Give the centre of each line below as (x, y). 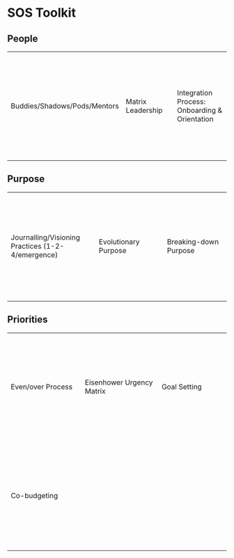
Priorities (28, 319)
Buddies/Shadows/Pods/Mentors (65, 106)
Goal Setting (181, 387)
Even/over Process (42, 387)
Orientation (195, 118)
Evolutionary (119, 242)
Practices (26, 247)
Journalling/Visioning (45, 238)
